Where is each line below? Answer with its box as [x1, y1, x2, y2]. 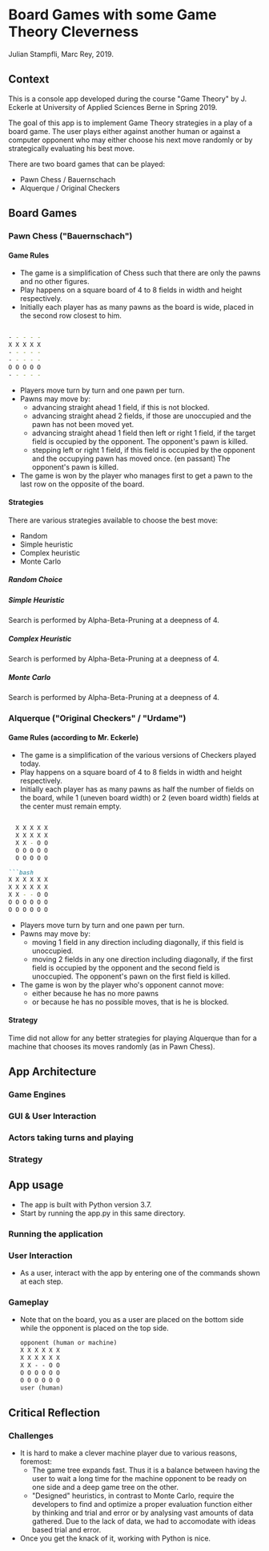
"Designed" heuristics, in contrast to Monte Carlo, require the [31, 1491, 235, 1500]
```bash [8, 869, 34, 877]
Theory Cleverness [8, 22, 139, 41]
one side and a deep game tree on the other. [31, 1483, 179, 1492]
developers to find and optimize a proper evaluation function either [31, 1500, 253, 1509]
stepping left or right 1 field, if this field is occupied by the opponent [31, 445, 255, 454]
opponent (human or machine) [19, 1339, 118, 1347]
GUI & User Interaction [8, 1110, 97, 1122]
